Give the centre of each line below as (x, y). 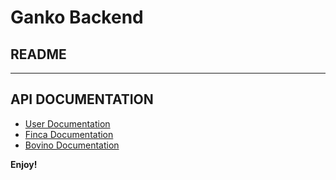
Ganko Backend (77, 17)
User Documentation (67, 123)
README (38, 54)
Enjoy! (24, 164)
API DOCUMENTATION (82, 99)
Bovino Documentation (72, 145)
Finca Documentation (69, 134)
